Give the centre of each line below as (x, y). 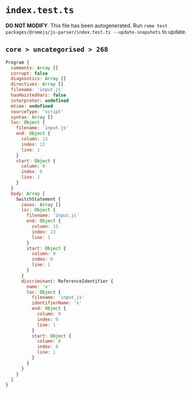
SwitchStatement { (38, 199)
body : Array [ (28, 194)
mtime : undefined (32, 106)
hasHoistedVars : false (38, 95)
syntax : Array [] (32, 117)
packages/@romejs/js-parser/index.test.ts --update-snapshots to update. (96, 32)
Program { (18, 62)
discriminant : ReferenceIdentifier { (67, 281)
